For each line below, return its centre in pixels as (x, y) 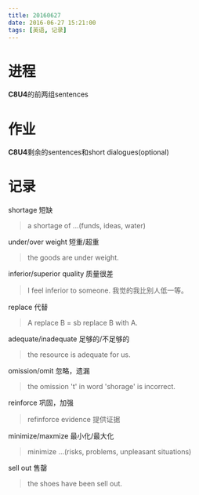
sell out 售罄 (28, 468)
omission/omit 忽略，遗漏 (49, 371)
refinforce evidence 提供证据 (74, 420)
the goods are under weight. (73, 258)
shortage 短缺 (31, 210)
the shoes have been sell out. (75, 484)
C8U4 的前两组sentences (48, 94)
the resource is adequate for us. (79, 355)
